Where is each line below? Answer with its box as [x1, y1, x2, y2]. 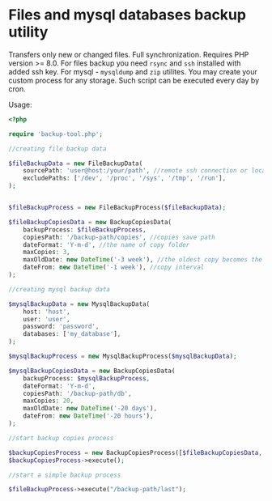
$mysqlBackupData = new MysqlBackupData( [8, 299, 151, 308]
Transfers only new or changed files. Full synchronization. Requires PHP [8, 49, 249, 59]
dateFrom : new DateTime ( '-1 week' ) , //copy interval [23, 263, 205, 272]
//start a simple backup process [8, 471, 121, 479]
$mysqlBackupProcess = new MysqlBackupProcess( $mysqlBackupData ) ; [8, 352, 237, 361]
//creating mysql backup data [8, 285, 111, 293]
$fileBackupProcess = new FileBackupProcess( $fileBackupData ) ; [8, 204, 227, 212]
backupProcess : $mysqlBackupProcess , [23, 374, 151, 382]
